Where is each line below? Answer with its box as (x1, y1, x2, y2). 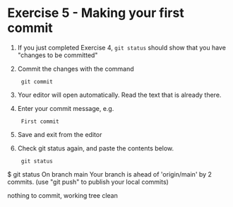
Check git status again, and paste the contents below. (17, 143, 174, 153)
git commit (20, 78, 53, 85)
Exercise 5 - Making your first (7, 5, 185, 21)
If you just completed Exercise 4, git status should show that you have (17, 43, 226, 52)
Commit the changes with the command (17, 64, 134, 73)
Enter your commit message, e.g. (17, 104, 114, 112)
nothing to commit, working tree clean (7, 191, 119, 199)
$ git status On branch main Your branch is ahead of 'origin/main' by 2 (7, 170, 212, 178)
